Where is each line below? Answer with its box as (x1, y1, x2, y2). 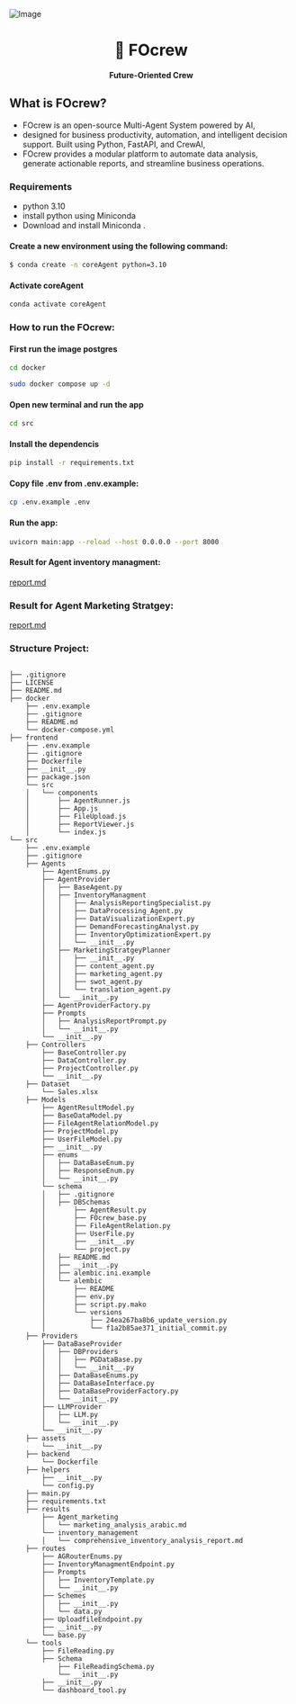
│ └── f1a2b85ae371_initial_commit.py (41, 1323, 228, 1333)
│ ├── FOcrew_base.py (41, 1214, 147, 1223)
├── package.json (25, 773, 91, 782)
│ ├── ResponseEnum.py (41, 1166, 135, 1176)
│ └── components (25, 788, 99, 798)
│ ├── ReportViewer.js (25, 820, 135, 830)
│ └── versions (41, 1308, 123, 1317)
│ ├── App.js (25, 804, 99, 813)
